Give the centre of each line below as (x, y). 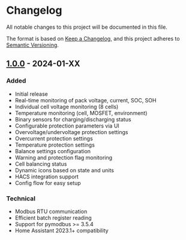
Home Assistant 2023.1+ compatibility (62, 230)
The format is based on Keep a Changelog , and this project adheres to (93, 38)
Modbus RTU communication (51, 211)
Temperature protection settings (55, 145)
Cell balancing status (41, 164)
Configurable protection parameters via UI (67, 126)
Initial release (31, 94)
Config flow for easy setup (48, 183)
